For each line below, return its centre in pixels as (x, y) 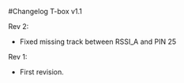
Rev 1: (18, 57)
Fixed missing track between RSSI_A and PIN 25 (98, 41)
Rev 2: (19, 26)
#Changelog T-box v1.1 (45, 11)
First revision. (42, 72)
